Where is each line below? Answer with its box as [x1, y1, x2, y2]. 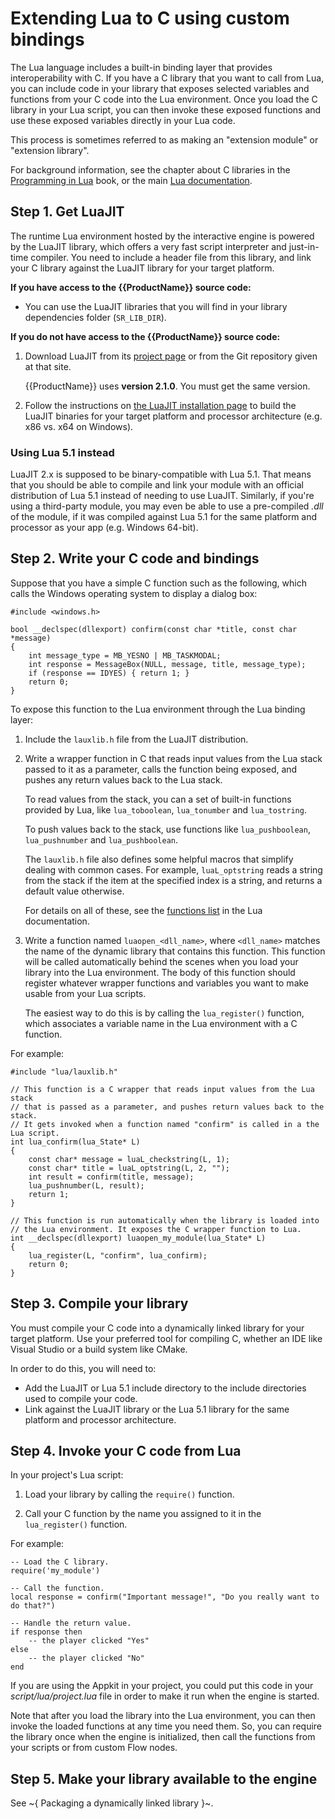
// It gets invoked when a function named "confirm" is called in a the [10, 1119, 320, 1129]
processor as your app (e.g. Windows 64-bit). [10, 522, 199, 534]
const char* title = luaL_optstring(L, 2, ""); [28, 1163, 230, 1173]
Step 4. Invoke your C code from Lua [10, 1443, 242, 1460]
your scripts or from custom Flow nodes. [10, 1742, 178, 1754]
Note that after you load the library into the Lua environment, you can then [10, 1710, 316, 1722]
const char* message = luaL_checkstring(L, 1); [28, 1154, 230, 1164]
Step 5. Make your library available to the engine [10, 1770, 318, 1787]
